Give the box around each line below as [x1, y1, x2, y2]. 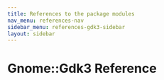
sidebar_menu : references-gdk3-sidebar [7, 23, 126, 30]
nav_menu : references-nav [7, 17, 84, 24]
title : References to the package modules [7, 10, 135, 18]
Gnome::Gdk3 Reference [7, 61, 158, 76]
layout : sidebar [7, 30, 55, 38]
